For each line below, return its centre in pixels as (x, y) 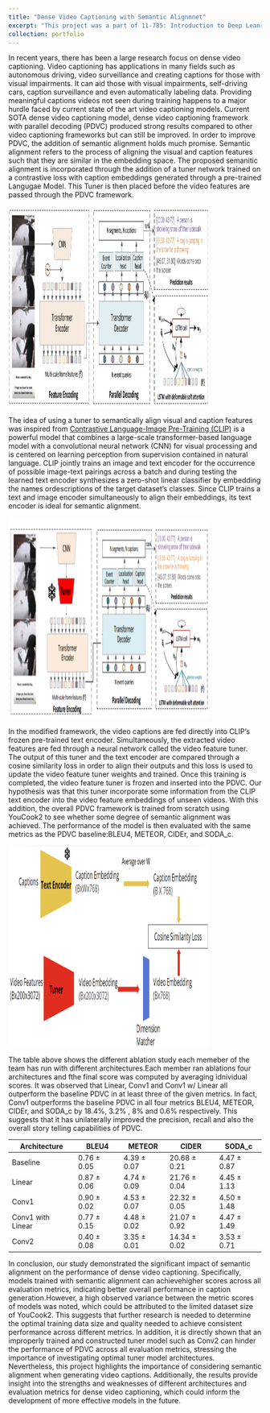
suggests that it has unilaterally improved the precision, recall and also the (131, 1120)
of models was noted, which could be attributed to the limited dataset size (131, 1306)
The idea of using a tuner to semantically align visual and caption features (131, 421)
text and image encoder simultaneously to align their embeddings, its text (130, 497)
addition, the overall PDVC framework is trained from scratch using (119, 809)
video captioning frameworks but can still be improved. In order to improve (132, 135)
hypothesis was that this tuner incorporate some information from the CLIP (132, 791)
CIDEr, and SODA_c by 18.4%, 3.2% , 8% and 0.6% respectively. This (123, 1111)
